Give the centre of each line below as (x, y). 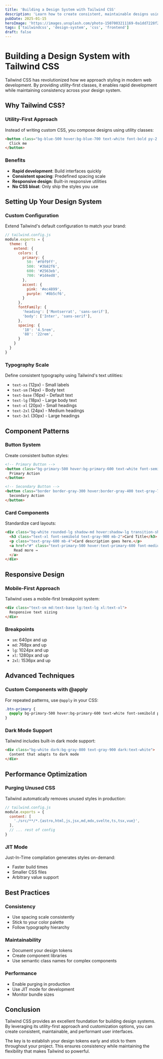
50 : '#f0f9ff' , (42, 262)
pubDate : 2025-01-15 (26, 18)
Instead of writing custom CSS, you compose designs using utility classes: (80, 130)
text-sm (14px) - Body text (38, 390)
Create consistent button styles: (37, 455)
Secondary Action (27, 496)
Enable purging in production (41, 984)
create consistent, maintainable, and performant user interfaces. (69, 1032)
